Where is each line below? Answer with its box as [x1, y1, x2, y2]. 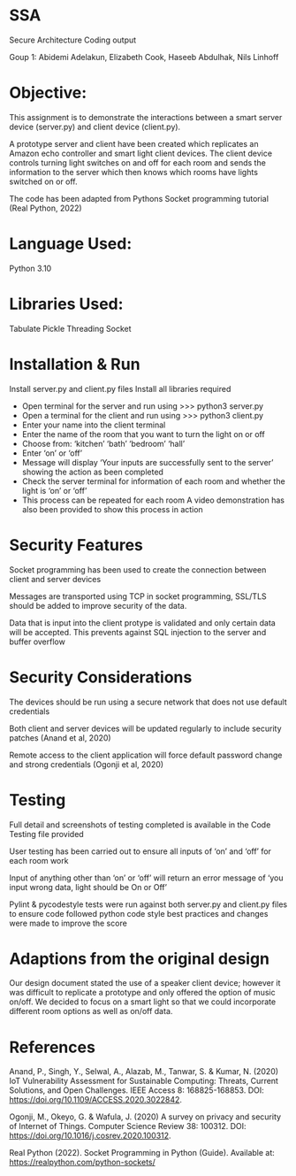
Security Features [9, 534, 143, 555]
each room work [9, 855, 69, 865]
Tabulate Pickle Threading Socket [9, 323, 132, 334]
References [9, 1037, 95, 1057]
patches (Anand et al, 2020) [9, 732, 112, 743]
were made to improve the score [9, 918, 128, 928]
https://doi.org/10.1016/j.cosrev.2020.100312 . [9, 1130, 171, 1141]
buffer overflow [9, 636, 66, 647]
